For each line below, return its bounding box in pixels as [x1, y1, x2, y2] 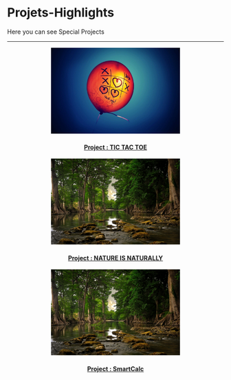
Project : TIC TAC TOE [83, 143, 148, 151]
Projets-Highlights [7, 5, 115, 21]
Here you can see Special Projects [7, 27, 104, 36]
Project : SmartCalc [87, 364, 144, 372]
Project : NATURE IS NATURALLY [67, 254, 164, 262]
